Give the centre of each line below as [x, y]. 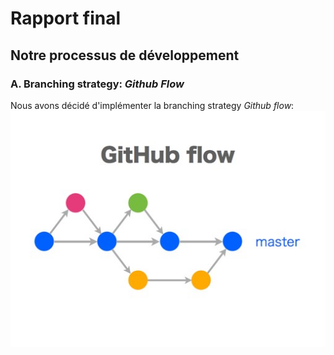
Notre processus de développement [125, 55]
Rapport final [66, 18]
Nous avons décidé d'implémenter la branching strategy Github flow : [152, 105]
